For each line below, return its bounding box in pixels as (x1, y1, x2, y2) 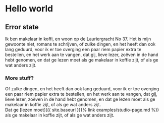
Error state (5, 23, 39, 31)
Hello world (5, 3, 54, 14)
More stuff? (5, 74, 34, 81)
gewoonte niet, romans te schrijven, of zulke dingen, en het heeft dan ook (5, 41, 156, 47)
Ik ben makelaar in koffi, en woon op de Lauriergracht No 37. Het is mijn (5, 36, 151, 42)
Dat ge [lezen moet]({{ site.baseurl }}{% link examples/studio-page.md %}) (5, 107, 160, 113)
